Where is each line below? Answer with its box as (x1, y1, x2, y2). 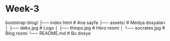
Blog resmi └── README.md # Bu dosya (5, 30, 91, 36)
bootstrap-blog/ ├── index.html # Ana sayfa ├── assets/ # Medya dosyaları (5, 19, 165, 25)
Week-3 (5, 3, 40, 14)
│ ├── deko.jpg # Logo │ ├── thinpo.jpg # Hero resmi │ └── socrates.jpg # (5, 24, 165, 30)
